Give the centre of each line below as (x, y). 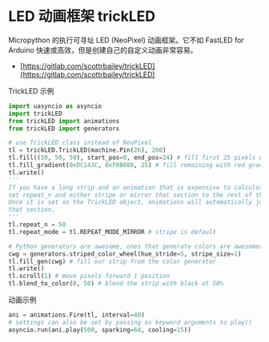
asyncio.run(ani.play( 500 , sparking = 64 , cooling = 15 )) (100, 330)
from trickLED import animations (64, 121)
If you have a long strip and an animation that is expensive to (119, 187)
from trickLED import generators (64, 129)
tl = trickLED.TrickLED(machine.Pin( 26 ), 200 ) (87, 150)
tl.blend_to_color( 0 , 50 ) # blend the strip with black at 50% (116, 284)
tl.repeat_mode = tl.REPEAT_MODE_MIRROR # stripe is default (112, 232)
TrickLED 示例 (31, 91)
